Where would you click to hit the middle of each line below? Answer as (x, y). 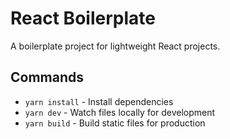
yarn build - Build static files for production (115, 123)
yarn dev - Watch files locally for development (120, 112)
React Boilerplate (83, 18)
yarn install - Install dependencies (99, 101)
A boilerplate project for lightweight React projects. (115, 46)
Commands (47, 77)
